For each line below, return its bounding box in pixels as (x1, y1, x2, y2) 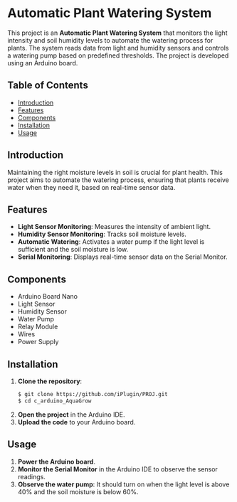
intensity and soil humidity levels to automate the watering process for (7, 36, 214, 44)
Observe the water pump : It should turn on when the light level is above (17, 480, 230, 488)
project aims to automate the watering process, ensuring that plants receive (7, 176, 230, 184)
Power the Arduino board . (17, 457, 96, 466)
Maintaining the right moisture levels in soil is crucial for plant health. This (7, 168, 223, 176)
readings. (17, 472, 46, 481)
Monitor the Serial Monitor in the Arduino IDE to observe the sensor (17, 464, 218, 474)
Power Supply (17, 338, 59, 346)
